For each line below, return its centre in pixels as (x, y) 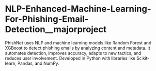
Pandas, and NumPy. (39, 63)
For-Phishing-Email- (47, 19)
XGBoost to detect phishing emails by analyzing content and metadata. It (78, 48)
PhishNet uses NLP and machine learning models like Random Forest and (78, 43)
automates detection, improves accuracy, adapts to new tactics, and (73, 53)
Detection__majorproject (56, 29)
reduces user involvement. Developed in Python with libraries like (70, 58)
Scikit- (143, 58)
